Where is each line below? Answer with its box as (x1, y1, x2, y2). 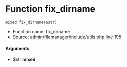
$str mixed (12, 56, 36, 63)
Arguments (5, 45, 30, 51)
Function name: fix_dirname (12, 28, 70, 34)
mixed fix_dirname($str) (5, 20, 57, 25)
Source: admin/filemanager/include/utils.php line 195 (12, 34, 122, 40)
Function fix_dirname (5, 3, 96, 15)
